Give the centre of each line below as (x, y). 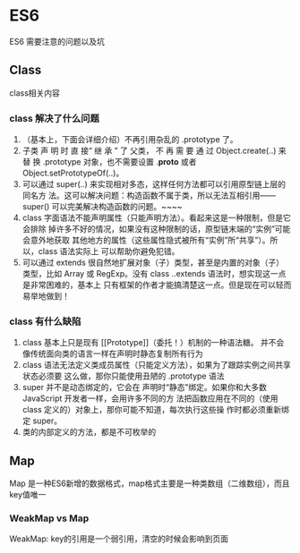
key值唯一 (28, 495)
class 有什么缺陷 (45, 321)
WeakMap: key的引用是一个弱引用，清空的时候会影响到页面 (119, 539)
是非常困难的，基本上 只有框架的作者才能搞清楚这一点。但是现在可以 (149, 285)
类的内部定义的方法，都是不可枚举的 (89, 432)
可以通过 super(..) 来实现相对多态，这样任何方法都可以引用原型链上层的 (154, 184)
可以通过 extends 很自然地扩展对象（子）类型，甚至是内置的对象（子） (153, 263)
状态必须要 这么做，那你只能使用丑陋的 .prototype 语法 (123, 376)
